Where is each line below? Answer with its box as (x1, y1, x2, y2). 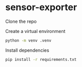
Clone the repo (5, 18, 37, 24)
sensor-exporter (5, 2, 77, 13)
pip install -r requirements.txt (5, 57, 77, 62)
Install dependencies (5, 47, 50, 53)
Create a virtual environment (5, 28, 66, 34)
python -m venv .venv (5, 38, 52, 43)
